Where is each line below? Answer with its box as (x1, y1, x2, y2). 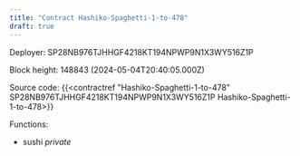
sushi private (22, 136, 72, 147)
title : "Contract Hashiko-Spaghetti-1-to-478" (9, 13, 189, 23)
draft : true (9, 22, 54, 31)
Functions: (9, 119, 49, 130)
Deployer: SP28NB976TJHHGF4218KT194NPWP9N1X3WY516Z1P (9, 46, 254, 57)
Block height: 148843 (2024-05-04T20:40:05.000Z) (9, 64, 206, 75)
